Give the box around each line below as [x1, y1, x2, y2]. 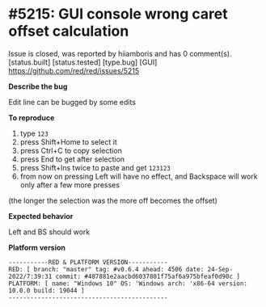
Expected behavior [8, 211, 74, 221]
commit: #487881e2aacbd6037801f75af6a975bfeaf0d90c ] [55, 272, 241, 280]
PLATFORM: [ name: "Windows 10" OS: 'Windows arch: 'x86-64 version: [8, 280, 248, 288]
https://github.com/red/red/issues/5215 [8, 65, 140, 75]
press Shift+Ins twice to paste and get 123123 [19, 162, 171, 172]
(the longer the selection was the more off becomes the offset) [8, 196, 218, 205]
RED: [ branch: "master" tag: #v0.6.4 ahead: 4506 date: [8, 265, 205, 273]
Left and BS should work [8, 227, 91, 237]
